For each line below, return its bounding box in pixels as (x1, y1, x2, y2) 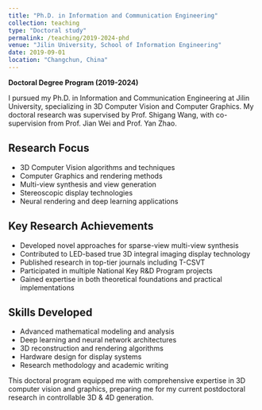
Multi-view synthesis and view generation (19, 180, 157, 189)
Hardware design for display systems (19, 352, 142, 362)
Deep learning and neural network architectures (19, 335, 177, 345)
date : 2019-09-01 (8, 48, 66, 56)
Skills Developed (8, 305, 93, 319)
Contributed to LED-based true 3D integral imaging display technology (19, 249, 251, 258)
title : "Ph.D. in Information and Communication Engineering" (8, 11, 218, 20)
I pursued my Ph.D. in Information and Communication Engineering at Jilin (8, 93, 250, 102)
